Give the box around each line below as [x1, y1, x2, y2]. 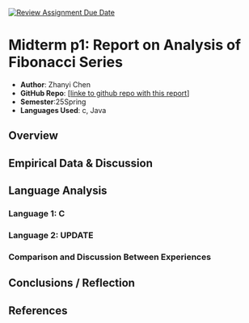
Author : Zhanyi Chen [19, 79, 91, 89]
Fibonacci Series [8, 53, 124, 72]
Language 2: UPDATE [8, 229, 94, 241]
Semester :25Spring [19, 97, 87, 107]
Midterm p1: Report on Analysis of [8, 36, 241, 54]
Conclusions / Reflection [8, 276, 136, 290]
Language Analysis [8, 184, 108, 198]
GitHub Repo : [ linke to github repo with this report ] [19, 88, 190, 98]
